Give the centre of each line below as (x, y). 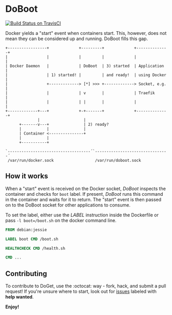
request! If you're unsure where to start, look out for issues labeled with (81, 291)
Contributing (26, 274)
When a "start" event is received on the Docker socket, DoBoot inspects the (85, 189)
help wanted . (20, 297)
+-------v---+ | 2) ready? (64, 124)
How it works (27, 176)
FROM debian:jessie (26, 230)
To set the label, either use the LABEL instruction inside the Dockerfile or (82, 215)
